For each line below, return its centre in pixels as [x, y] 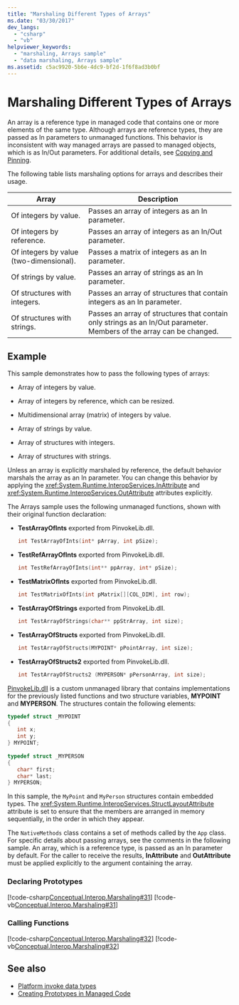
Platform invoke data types [57, 986]
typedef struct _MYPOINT [44, 716]
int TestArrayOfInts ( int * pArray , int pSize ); [88, 541]
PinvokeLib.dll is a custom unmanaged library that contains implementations [119, 688]
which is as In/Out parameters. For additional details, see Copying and [110, 152]
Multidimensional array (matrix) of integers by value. [94, 415]
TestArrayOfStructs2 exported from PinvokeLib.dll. [93, 661]
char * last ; [34, 776]
